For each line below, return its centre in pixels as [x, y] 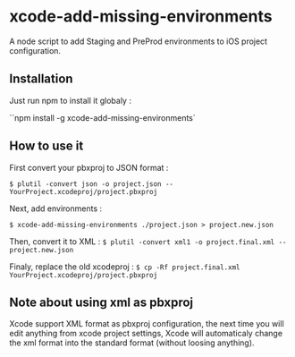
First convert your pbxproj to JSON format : [89, 167]
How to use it [46, 146]
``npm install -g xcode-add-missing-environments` [103, 117]
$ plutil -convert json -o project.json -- [92, 184]
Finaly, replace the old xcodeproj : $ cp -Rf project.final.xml [125, 267]
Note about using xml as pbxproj [101, 302]
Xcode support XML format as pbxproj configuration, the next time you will [147, 324]
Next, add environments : [56, 208]
